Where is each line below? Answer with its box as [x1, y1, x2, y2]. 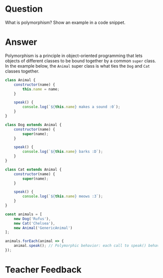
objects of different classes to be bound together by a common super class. [5, 57, 156, 64]
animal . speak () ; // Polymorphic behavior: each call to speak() [14, 243, 147, 248]
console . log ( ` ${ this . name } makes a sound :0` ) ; [22, 105, 120, 110]
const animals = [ [5, 212, 42, 217]
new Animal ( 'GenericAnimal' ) [14, 225, 73, 230]
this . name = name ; [22, 87, 60, 92]
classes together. [5, 68, 40, 74]
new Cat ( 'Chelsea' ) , [14, 221, 55, 226]
